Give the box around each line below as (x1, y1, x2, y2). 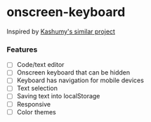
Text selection (16, 84, 58, 93)
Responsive (16, 100, 51, 108)
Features (6, 45, 38, 54)
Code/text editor (16, 61, 65, 69)
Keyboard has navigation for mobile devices (16, 76, 145, 84)
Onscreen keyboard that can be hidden (16, 68, 131, 77)
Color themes (16, 107, 57, 116)
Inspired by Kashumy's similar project (6, 27, 115, 36)
